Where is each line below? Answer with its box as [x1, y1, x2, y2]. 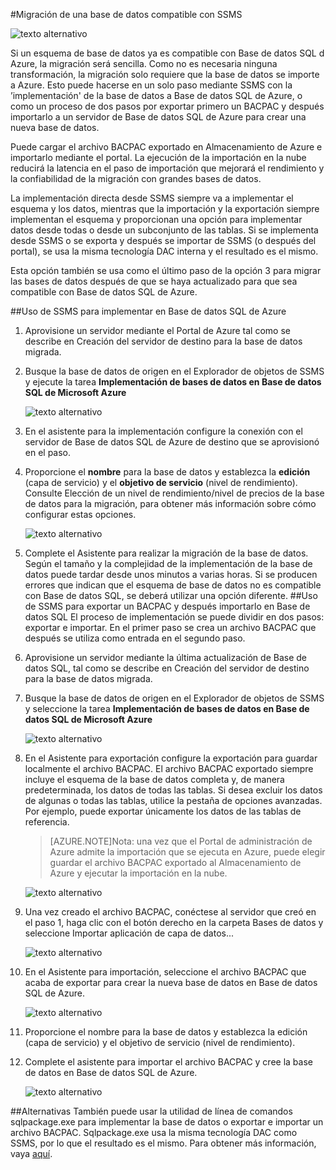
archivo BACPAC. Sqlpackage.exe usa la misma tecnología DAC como [10, 1127, 298, 1138]
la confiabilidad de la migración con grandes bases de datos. [10, 173, 262, 184]
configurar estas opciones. [24, 509, 137, 520]
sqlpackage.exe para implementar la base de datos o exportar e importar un [10, 1116, 324, 1128]
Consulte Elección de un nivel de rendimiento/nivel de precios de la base [24, 487, 325, 499]
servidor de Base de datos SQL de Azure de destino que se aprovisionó [24, 436, 320, 448]
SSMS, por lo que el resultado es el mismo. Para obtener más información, [10, 1137, 317, 1149]
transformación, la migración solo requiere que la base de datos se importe [10, 69, 320, 80]
